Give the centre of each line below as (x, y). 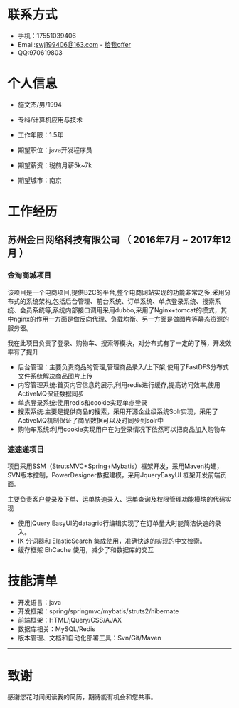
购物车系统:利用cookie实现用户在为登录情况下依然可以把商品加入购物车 (122, 429)
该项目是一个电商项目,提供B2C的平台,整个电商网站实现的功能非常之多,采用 (116, 292)
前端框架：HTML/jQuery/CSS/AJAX (70, 620)
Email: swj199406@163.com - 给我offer (74, 44)
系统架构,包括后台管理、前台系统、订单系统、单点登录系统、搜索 (121, 301)
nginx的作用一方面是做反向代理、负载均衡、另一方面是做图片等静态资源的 (121, 319)
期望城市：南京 (39, 180)
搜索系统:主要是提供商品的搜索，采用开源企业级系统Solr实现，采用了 (118, 411)
